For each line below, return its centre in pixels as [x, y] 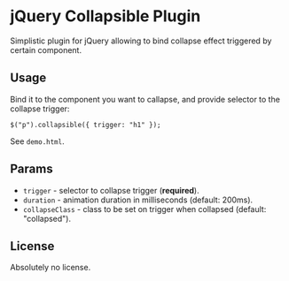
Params [31, 169]
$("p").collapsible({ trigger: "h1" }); [86, 125]
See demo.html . [37, 141]
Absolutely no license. [51, 268]
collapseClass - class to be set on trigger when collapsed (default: [144, 209]
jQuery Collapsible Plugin [105, 16]
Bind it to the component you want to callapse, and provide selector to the [145, 99]
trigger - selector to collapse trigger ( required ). [111, 190]
